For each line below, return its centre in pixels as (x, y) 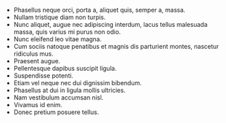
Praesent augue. (37, 61)
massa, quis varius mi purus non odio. (67, 32)
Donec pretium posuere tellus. (56, 112)
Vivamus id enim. (38, 105)
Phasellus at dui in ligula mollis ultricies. (70, 90)
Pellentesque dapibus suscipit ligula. (65, 68)
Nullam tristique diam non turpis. (60, 17)
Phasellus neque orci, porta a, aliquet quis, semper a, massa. (99, 10)
